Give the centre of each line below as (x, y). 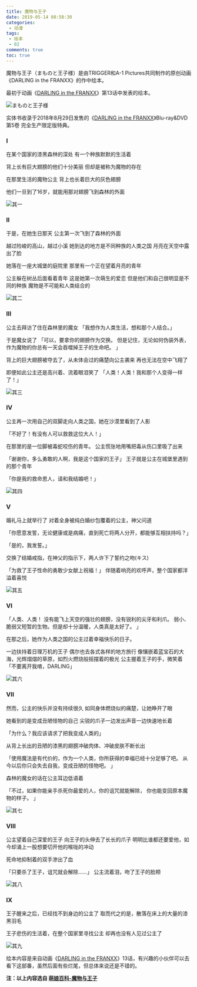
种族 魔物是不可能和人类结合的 (53, 285)
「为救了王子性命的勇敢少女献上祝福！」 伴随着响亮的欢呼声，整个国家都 (94, 570)
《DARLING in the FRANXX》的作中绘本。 (57, 80)
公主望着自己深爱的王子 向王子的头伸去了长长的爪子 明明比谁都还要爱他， (95, 840)
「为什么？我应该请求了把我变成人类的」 (55, 733)
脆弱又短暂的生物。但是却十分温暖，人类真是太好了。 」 (74, 627)
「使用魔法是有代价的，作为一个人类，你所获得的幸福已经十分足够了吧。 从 (97, 758)
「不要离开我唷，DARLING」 (41, 666)
